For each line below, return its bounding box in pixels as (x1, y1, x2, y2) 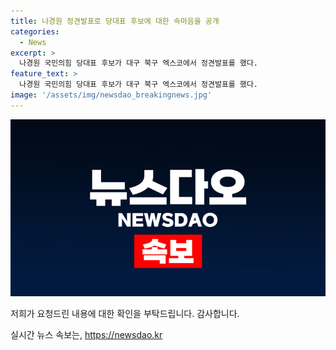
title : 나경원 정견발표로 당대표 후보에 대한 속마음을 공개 (10, 16, 220, 26)
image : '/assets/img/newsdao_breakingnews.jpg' (10, 90, 213, 100)
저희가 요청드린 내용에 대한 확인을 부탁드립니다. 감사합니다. (10, 308, 240, 320)
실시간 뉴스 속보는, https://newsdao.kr (10, 329, 163, 341)
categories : (10, 26, 60, 37)
